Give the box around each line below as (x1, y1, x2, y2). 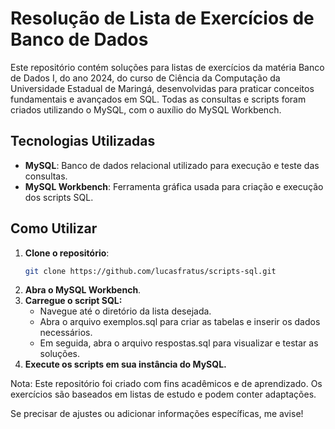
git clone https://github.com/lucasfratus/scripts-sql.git (24, 266, 277, 276)
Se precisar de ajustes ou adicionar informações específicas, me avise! (10, 408, 304, 420)
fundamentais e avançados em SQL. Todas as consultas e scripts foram (10, 93, 307, 105)
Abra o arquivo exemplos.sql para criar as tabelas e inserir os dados (39, 316, 321, 328)
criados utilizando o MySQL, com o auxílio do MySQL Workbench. (10, 103, 282, 116)
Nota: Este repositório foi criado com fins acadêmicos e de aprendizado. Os (10, 378, 323, 390)
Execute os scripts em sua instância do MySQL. (24, 358, 227, 371)
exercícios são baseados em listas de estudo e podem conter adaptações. (10, 388, 317, 401)
